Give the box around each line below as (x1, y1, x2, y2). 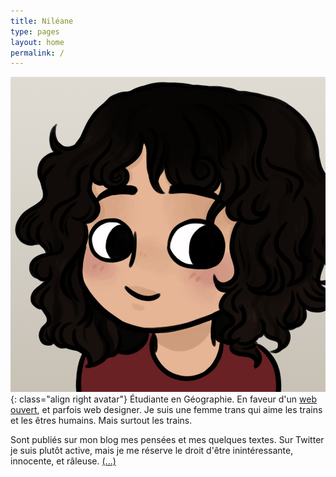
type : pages (10, 26, 60, 37)
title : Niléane (10, 16, 74, 26)
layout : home (10, 37, 65, 47)
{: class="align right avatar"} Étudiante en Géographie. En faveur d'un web (10, 393, 317, 405)
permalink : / (10, 48, 65, 58)
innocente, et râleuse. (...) (10, 455, 117, 467)
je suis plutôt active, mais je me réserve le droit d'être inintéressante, (10, 445, 294, 457)
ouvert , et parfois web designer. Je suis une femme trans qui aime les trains (10, 404, 323, 416)
